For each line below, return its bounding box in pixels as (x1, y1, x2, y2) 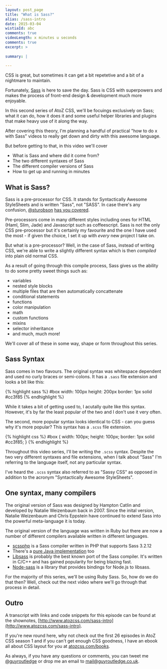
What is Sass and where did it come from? (12, 153, 100, 159)
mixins (12, 320, 26, 326)
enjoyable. (5, 98, 26, 104)
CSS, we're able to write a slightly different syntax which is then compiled (5, 248, 156, 254)
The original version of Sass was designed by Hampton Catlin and (5, 502, 141, 508)
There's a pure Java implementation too (12, 548, 95, 554)
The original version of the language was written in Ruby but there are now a (5, 527, 163, 533)
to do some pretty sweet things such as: (5, 268, 88, 274)
